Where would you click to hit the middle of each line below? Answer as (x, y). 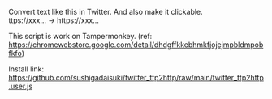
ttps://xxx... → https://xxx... (54, 20)
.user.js (21, 86)
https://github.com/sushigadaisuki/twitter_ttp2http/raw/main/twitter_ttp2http (136, 77)
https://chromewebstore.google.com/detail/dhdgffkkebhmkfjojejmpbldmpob (136, 45)
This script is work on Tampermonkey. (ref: (80, 36)
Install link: (26, 69)
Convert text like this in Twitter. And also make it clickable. (106, 12)
